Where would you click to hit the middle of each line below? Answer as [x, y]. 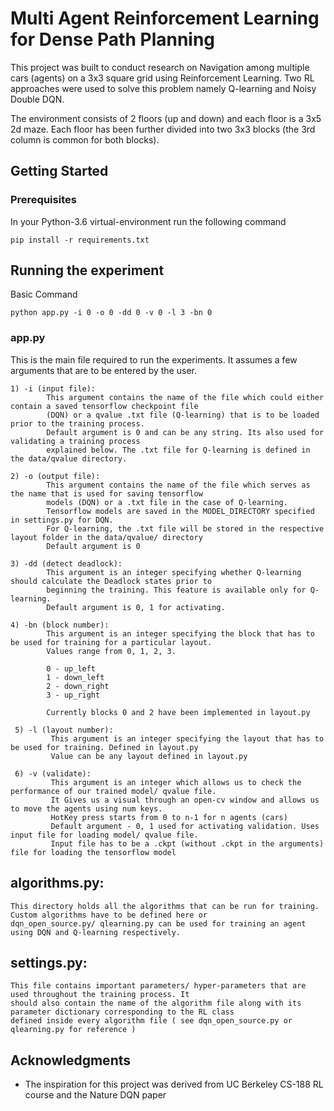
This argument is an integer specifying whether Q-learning [174, 572]
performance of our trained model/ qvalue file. [113, 791]
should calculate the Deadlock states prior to [111, 581]
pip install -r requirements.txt [80, 240]
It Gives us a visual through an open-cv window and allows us [185, 800]
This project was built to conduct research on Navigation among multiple [160, 67]
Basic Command [44, 294]
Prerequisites [43, 200]
